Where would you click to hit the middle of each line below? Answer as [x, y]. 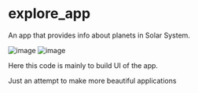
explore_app [49, 14]
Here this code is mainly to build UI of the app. [83, 65]
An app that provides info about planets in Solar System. [99, 35]
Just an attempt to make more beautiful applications [92, 80]
